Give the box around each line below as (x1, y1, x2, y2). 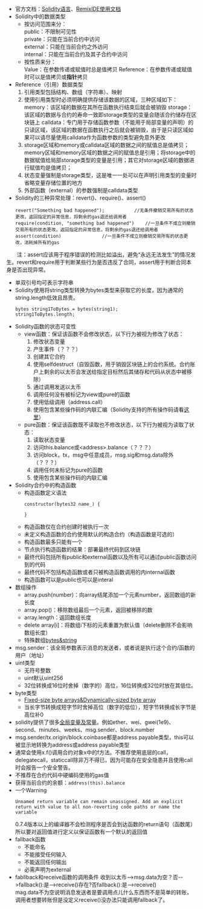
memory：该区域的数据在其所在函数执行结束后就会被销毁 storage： (24, 103, 193, 111)
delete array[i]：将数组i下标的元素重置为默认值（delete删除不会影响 (24, 622, 193, 628)
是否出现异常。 (11, 266, 49, 273)
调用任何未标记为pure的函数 (33, 466, 103, 474)
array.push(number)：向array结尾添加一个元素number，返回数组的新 (24, 591, 196, 598)
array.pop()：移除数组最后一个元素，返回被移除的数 (24, 607, 153, 613)
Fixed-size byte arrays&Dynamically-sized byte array (24, 696, 156, 703)
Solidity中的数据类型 (14, 13, 66, 20)
